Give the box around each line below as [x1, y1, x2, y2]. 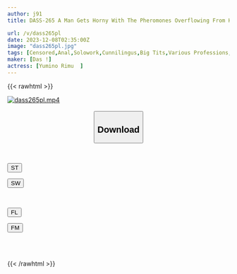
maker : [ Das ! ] [7, 56, 52, 64]
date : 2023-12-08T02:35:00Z [7, 36, 90, 43]
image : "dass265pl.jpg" [7, 43, 78, 50]
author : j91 [7, 10, 42, 18]
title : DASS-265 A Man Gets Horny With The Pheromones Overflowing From [7, 17, 226, 24]
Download [97, 124, 140, 135]
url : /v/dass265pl [7, 30, 61, 37]
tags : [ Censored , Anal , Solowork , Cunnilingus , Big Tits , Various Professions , [7, 49, 232, 56]
